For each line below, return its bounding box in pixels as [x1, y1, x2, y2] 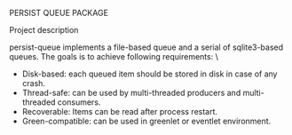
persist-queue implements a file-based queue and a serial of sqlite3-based [9, 42, 284, 52]
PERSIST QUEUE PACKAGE [9, 8, 109, 18]
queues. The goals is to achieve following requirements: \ [9, 52, 219, 61]
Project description [9, 25, 79, 35]
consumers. [57, 97, 101, 107]
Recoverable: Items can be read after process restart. [21, 107, 218, 116]
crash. [21, 78, 46, 88]
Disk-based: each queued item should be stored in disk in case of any [21, 68, 278, 79]
